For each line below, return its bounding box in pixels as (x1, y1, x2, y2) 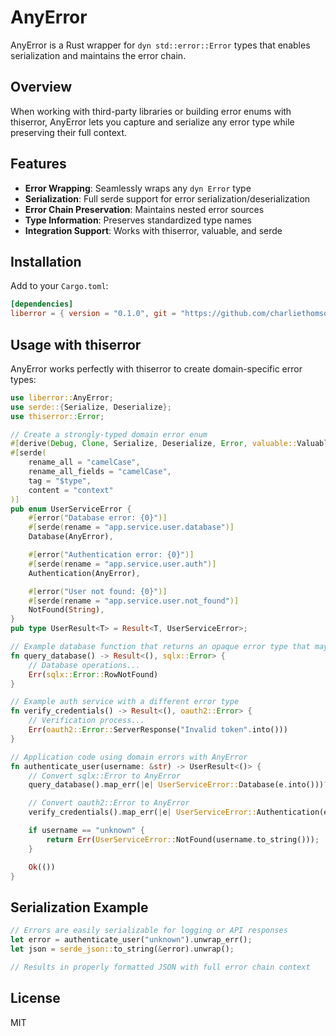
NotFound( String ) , (28, 605, 105, 615)
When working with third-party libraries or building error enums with (10, 105, 292, 117)
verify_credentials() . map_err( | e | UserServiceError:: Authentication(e (28, 807, 329, 818)
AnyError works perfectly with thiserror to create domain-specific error (10, 362, 303, 375)
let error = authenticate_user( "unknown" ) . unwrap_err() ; (10, 935, 253, 945)
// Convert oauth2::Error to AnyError (28, 798, 190, 808)
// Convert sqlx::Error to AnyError (28, 771, 182, 781)
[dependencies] (10, 299, 74, 310)
